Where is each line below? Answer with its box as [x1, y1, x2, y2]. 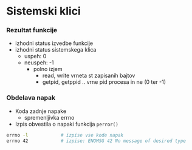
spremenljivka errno [24, 114, 75, 121]
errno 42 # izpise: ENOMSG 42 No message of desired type [6, 138, 187, 144]
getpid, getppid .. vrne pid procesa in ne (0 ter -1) [42, 78, 166, 86]
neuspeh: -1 [24, 59, 54, 66]
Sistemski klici [6, 4, 81, 18]
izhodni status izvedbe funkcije [15, 39, 94, 47]
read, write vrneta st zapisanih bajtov [42, 72, 135, 80]
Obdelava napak [6, 94, 56, 102]
